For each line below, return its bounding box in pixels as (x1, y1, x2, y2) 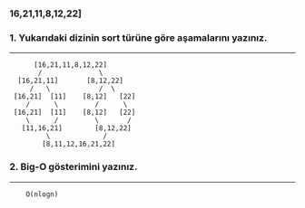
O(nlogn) (25, 189, 59, 199)
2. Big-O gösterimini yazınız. (9, 161, 138, 174)
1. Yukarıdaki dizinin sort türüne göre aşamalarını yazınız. (9, 31, 268, 43)
